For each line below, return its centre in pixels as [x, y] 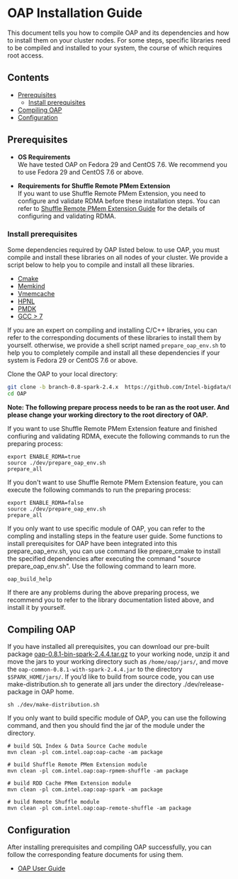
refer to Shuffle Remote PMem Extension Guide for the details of [111, 208]
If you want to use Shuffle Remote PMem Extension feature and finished [112, 428]
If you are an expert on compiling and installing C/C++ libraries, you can [112, 330]
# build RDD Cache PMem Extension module [69, 784]
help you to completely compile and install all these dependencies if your [114, 352]
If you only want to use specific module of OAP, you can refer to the [106, 528]
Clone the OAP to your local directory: [63, 373]
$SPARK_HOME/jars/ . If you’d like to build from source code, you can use [111, 677]
